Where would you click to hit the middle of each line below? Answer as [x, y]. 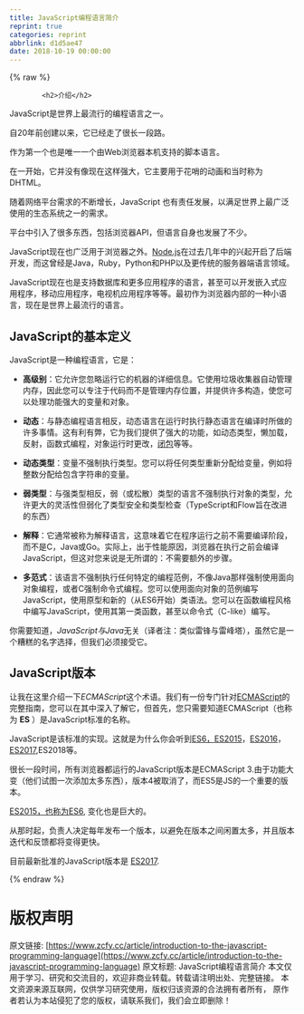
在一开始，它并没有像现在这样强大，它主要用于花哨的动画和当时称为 [136, 171]
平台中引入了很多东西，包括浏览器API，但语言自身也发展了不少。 [131, 233]
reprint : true [36, 26]
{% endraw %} [37, 879]
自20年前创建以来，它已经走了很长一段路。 [90, 133]
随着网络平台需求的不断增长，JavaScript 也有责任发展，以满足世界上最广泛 [149, 202]
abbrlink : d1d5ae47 [46, 43]
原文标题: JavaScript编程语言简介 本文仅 [217, 966]
